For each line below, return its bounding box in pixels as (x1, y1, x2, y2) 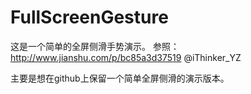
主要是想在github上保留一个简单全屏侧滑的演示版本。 (10, 72, 230, 84)
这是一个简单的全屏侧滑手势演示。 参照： (10, 40, 180, 52)
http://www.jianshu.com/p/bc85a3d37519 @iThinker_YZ (10, 51, 242, 63)
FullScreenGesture (10, 6, 169, 29)
